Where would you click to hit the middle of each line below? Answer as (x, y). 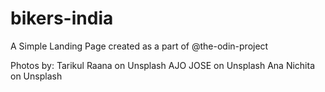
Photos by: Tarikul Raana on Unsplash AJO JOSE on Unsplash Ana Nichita (163, 65)
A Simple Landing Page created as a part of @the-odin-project (139, 46)
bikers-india (62, 18)
